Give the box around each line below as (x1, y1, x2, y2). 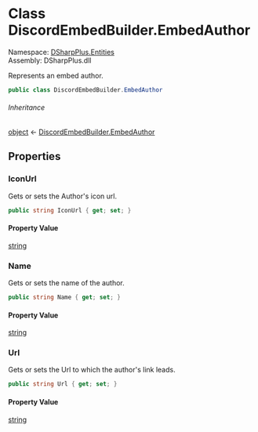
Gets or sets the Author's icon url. (8, 191, 118, 201)
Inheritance (8, 103, 45, 112)
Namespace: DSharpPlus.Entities (8, 47, 115, 56)
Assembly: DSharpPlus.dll (8, 56, 92, 65)
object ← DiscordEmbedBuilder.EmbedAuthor (8, 127, 155, 137)
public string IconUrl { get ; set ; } (8, 206, 132, 214)
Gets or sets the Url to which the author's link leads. (8, 365, 176, 375)
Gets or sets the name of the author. (8, 278, 125, 288)
